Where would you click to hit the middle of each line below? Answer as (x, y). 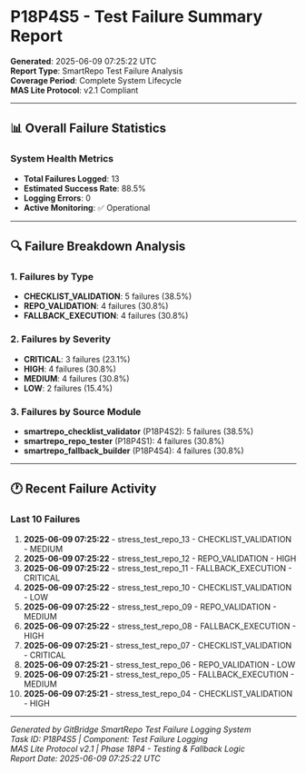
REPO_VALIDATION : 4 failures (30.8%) (96, 306)
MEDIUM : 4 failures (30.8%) (76, 378)
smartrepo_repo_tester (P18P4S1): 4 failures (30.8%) (124, 441)
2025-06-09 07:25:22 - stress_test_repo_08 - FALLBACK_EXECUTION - (159, 626)
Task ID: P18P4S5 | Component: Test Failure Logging (109, 738)
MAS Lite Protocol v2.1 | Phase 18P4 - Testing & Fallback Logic (128, 748)
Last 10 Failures (45, 520)
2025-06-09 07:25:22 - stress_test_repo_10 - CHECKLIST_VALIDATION (158, 587)
